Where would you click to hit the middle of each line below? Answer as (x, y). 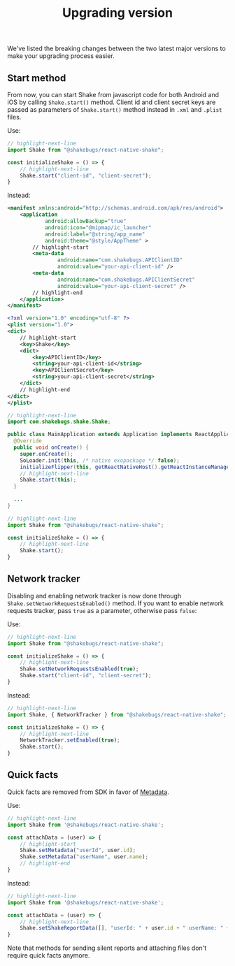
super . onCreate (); (47, 454)
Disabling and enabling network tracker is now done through (94, 596)
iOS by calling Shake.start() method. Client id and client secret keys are (112, 102)
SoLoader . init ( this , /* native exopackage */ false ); (100, 460)
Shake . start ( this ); (48, 480)
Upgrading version (117, 13)
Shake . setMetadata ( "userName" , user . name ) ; (84, 857)
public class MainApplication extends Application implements (100, 435)
